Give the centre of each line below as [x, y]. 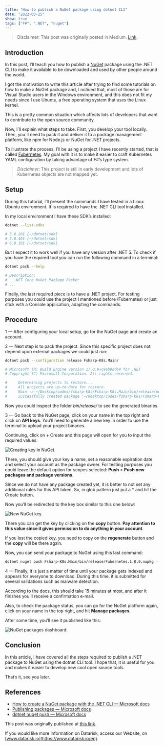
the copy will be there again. [34, 543]
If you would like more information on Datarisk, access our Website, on [76, 733]
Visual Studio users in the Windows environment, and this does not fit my [79, 95]
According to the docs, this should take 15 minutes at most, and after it [76, 591]
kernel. [12, 105]
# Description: [20, 276]
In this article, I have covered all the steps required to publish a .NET [74, 657]
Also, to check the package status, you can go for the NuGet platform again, [82, 605]
